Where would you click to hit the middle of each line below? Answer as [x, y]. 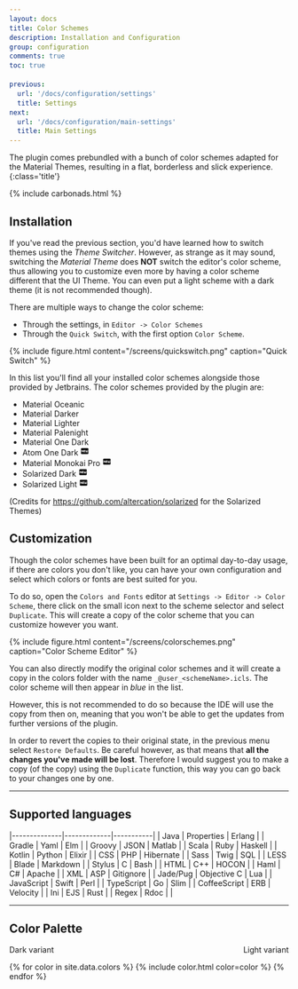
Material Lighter [51, 423]
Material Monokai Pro [61, 463]
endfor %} [28, 977]
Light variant [266, 950]
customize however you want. [64, 624]
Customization [51, 538]
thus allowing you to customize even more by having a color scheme [134, 271]
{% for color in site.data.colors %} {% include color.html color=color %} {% [147, 967]
